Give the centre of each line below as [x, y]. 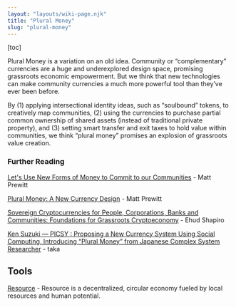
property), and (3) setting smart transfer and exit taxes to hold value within [117, 128]
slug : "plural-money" [40, 27]
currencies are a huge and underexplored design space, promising [105, 69]
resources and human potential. [54, 296]
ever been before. [34, 92]
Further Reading [36, 162]
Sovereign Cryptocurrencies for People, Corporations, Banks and [103, 212]
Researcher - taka [34, 249]
